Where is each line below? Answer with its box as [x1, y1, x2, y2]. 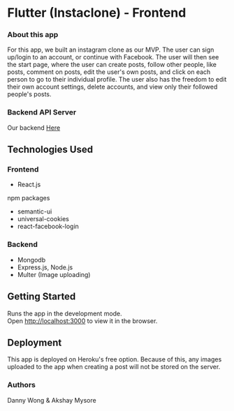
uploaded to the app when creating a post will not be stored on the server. [7, 363, 221, 371]
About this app [7, 30, 59, 40]
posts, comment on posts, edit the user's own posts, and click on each [7, 68, 211, 76]
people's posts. [7, 90, 52, 98]
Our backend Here [7, 124, 61, 132]
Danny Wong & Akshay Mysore [7, 396, 96, 404]
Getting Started [7, 291, 76, 303]
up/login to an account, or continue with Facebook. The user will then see [7, 53, 219, 61]
